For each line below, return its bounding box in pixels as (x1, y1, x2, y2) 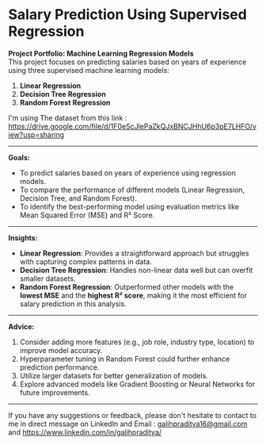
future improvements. (19, 387, 90, 397)
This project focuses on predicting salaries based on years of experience (8, 57, 247, 67)
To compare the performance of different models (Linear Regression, (19, 185, 245, 194)
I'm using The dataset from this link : (8, 113, 127, 122)
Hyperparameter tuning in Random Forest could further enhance (19, 354, 230, 363)
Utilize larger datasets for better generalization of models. (19, 370, 208, 380)
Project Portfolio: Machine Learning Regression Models (8, 48, 194, 58)
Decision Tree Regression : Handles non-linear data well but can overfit (19, 265, 253, 274)
